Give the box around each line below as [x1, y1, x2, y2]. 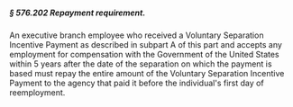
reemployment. [9, 86, 66, 98]
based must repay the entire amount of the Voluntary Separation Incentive [9, 67, 285, 78]
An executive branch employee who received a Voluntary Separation [9, 30, 264, 40]
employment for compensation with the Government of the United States [9, 49, 279, 59]
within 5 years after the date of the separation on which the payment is [9, 58, 272, 69]
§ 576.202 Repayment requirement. [9, 7, 146, 18]
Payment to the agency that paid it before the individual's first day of [9, 77, 264, 88]
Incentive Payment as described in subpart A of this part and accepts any [9, 39, 282, 49]
